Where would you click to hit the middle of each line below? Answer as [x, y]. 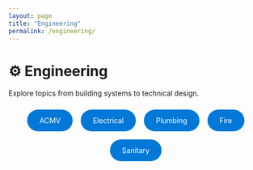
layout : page [30, 16]
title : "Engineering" [45, 23]
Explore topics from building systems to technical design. [104, 93]
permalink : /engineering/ [52, 31]
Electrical [108, 121]
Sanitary [136, 150]
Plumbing [171, 121]
